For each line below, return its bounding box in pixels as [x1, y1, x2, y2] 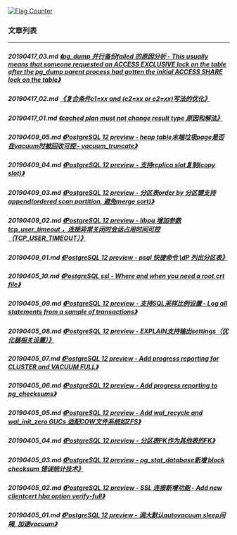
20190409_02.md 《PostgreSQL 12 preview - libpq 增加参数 [8, 216, 181, 225]
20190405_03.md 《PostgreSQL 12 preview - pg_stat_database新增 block [8, 455, 225, 464]
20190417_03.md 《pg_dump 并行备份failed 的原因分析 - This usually [8, 52, 209, 60]
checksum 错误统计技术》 [8, 464, 84, 473]
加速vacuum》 [17, 519, 58, 529]
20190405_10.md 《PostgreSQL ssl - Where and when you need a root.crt [8, 272, 225, 280]
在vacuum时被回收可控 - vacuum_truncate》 [8, 142, 138, 150]
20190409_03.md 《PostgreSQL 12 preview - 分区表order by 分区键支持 [8, 188, 217, 197]
